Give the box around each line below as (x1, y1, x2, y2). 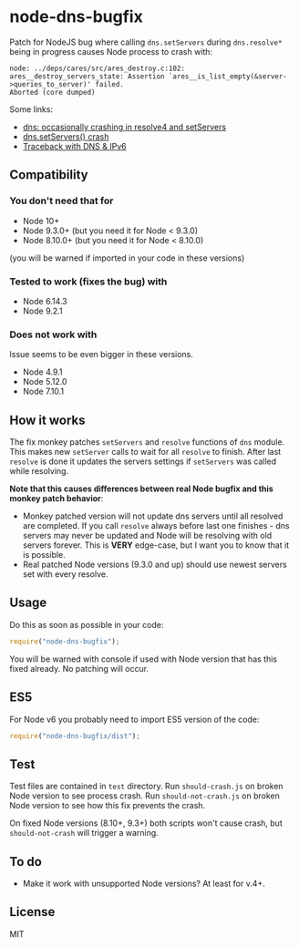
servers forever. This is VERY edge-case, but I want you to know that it (22, 540, 290, 551)
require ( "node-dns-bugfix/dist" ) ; (9, 731, 141, 740)
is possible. (22, 550, 66, 561)
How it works (9, 412, 86, 427)
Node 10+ (22, 215, 60, 226)
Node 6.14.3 (22, 295, 68, 306)
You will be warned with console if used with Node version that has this (9, 654, 278, 664)
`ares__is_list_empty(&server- (168, 71, 287, 81)
